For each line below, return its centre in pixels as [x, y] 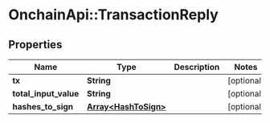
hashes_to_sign [43, 107]
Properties [35, 45]
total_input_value [46, 94]
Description [197, 67]
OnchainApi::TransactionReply [113, 15]
